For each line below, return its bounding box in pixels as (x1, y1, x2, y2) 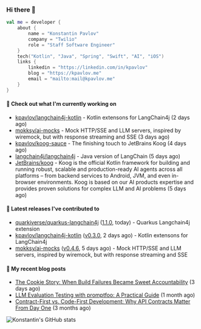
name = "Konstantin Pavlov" (28, 30, 99, 37)
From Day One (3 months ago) (15, 304, 91, 312)
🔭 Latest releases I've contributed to (6, 205, 100, 212)
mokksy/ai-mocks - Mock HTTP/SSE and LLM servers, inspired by (15, 126, 181, 134)
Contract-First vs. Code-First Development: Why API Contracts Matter (15, 298, 191, 305)
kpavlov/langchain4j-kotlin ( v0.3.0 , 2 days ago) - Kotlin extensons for (15, 232, 188, 239)
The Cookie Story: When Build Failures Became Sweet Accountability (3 (15, 279, 196, 286)
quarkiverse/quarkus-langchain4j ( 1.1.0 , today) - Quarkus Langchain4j (15, 219, 190, 226)
